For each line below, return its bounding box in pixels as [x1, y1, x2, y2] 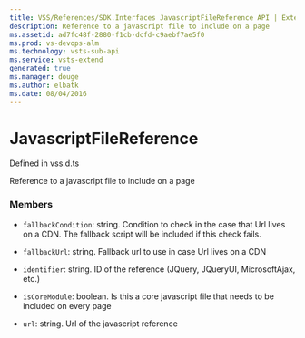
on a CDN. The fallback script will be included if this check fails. [22, 228, 261, 239]
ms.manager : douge [9, 72, 79, 82]
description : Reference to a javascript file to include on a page [9, 22, 271, 31]
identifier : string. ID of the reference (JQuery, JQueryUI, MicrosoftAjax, [22, 264, 296, 275]
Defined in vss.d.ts [9, 158, 80, 169]
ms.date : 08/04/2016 [9, 89, 88, 98]
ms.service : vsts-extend [9, 55, 103, 64]
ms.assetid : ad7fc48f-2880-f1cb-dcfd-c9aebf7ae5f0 [9, 30, 205, 39]
